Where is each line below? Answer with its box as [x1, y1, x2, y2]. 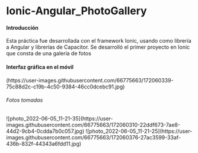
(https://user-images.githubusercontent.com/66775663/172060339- [6, 76, 174, 84]
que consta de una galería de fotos [6, 50, 92, 57]
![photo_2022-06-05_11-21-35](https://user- [6, 114, 113, 122]
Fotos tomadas [6, 97, 43, 104]
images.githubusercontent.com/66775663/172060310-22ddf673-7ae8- [6, 121, 181, 128]
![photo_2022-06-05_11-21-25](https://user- [85, 128, 193, 135]
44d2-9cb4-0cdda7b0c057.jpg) [6, 128, 85, 135]
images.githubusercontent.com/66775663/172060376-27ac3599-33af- [6, 133, 181, 141]
